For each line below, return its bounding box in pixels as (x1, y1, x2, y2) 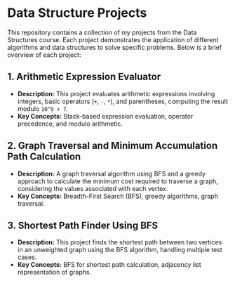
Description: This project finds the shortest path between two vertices (17, 238, 222, 246)
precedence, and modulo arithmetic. (17, 119, 123, 128)
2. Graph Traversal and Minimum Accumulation (7, 140, 218, 152)
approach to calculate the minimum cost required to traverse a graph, (17, 177, 219, 185)
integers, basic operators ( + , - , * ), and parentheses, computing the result (17, 97, 228, 105)
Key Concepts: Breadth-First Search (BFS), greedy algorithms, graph (17, 192, 219, 200)
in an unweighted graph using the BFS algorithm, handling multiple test (17, 246, 222, 254)
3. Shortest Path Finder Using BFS (7, 219, 159, 231)
